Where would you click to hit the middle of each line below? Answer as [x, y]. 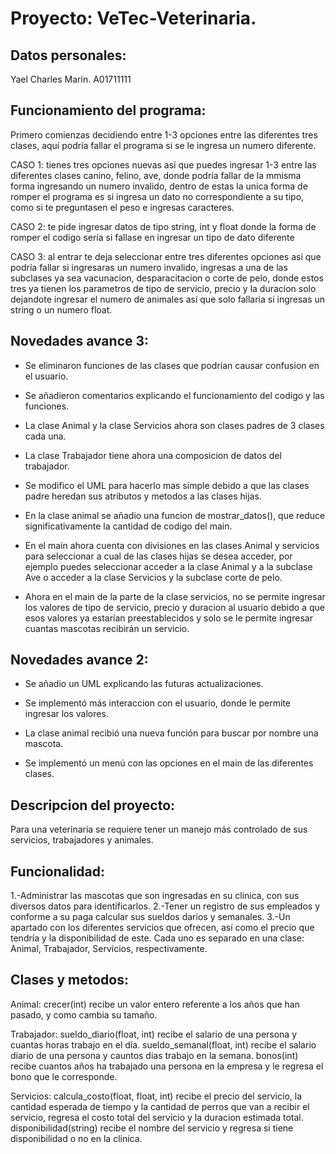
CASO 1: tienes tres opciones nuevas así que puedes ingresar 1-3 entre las [163, 164]
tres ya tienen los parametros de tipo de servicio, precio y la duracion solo [163, 288]
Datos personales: [68, 55]
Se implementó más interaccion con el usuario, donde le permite [157, 703]
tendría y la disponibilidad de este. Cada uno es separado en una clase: [157, 938]
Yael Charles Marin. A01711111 [71, 79]
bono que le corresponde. [64, 1076]
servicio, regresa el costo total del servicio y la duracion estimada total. [157, 1117]
